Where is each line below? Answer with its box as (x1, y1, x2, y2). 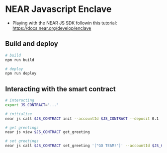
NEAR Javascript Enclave (5, 3, 112, 15)
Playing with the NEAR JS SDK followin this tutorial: (12, 20, 117, 26)
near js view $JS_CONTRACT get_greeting (5, 130, 90, 135)
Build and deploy (5, 40, 58, 48)
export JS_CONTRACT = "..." (5, 102, 59, 107)
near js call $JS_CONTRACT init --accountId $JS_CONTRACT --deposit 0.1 (5, 116, 159, 121)
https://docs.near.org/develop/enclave (12, 25, 91, 31)
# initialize (5, 111, 32, 116)
